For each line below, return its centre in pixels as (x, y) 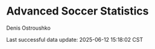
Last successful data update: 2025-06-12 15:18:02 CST (75, 39)
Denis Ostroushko (29, 28)
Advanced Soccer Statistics (77, 11)
